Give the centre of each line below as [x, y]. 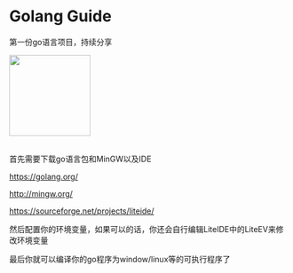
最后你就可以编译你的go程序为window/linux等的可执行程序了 [120, 259]
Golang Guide [61, 16]
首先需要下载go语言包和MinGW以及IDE [80, 159]
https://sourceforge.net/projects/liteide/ [82, 211]
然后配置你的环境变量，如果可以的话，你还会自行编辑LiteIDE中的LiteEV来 [143, 229]
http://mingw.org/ [41, 193]
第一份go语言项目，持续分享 [61, 42]
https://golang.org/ [44, 176]
